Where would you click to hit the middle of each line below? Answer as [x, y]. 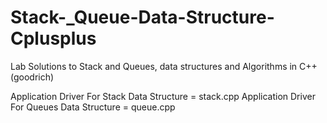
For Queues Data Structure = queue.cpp [93, 107]
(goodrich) [32, 77]
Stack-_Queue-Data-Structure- [142, 17]
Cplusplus [53, 38]
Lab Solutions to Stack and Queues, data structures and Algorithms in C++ [164, 66]
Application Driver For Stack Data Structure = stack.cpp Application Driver [163, 96]
